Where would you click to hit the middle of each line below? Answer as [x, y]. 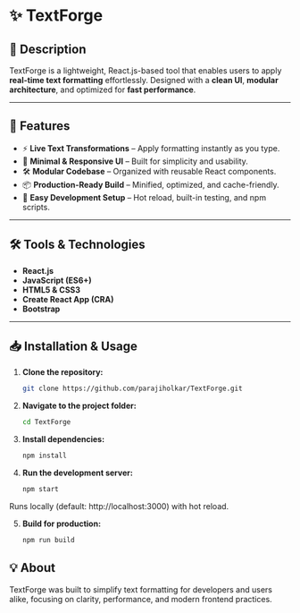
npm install [44, 456]
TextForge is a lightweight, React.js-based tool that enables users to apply [146, 71]
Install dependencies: [63, 439]
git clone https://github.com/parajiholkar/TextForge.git [132, 389]
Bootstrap [41, 309]
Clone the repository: [62, 372]
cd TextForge [46, 422]
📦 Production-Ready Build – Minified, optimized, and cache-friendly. [150, 184]
